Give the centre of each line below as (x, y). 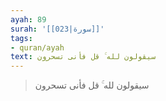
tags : (21, 38)
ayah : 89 (28, 19)
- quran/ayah (37, 47)
